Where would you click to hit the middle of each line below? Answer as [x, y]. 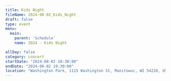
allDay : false [20, 52]
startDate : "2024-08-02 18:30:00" [42, 61]
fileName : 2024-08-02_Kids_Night [41, 15]
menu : [11, 29]
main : [16, 33]
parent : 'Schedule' [35, 38]
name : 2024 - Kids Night [41, 43]
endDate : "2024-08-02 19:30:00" [39, 66]
